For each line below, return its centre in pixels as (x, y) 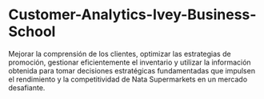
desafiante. (27, 87)
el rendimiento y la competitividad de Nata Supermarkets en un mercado (128, 79)
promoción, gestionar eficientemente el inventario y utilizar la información (130, 62)
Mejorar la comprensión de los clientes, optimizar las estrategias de (120, 53)
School (32, 32)
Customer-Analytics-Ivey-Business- (132, 15)
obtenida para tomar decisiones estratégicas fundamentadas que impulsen (132, 70)
